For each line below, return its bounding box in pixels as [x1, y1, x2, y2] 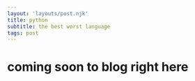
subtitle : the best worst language [7, 23, 111, 30]
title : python [7, 17, 49, 24]
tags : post [7, 29, 39, 37]
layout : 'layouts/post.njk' [7, 10, 89, 17]
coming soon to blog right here [7, 60, 189, 75]
